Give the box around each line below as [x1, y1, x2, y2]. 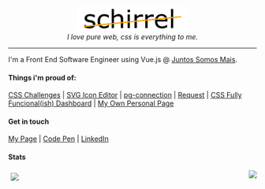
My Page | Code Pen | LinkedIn [8, 134, 109, 143]
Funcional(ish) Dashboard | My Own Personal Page [8, 98, 174, 108]
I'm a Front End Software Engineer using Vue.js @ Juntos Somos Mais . [8, 55, 238, 64]
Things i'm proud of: [8, 72, 77, 82]
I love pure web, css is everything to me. [66, 32, 199, 41]
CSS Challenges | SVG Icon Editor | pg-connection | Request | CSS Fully [8, 91, 242, 100]
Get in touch [8, 117, 50, 126]
